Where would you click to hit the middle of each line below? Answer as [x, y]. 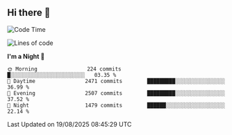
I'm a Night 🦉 [26, 56]
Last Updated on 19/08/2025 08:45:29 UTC [69, 124]
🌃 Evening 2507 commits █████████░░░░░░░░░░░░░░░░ [116, 93]
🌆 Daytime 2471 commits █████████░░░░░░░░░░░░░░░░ [116, 81]
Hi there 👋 [29, 13]
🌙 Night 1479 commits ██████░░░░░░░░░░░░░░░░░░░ [116, 105]
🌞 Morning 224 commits [64, 69]
